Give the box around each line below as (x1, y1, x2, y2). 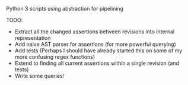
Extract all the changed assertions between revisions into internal (14, 28, 175, 35)
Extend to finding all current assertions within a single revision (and (14, 59, 180, 67)
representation (14, 34, 51, 41)
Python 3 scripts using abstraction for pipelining (6, 5, 123, 12)
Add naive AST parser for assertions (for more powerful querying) (14, 41, 176, 48)
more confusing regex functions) (14, 53, 95, 60)
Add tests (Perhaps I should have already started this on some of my (14, 47, 183, 54)
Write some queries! (14, 73, 64, 79)
